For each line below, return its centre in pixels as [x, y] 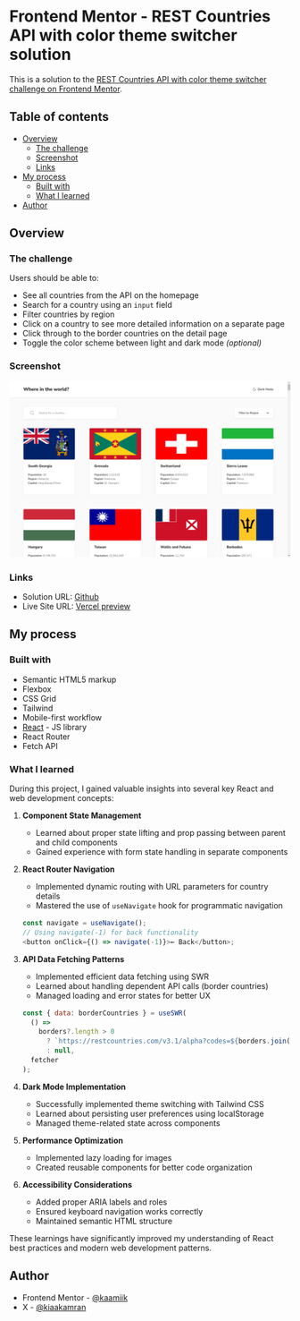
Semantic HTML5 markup [69, 679]
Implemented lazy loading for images [104, 1157]
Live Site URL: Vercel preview [76, 607]
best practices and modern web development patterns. [111, 1248]
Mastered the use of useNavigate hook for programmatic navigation [159, 906]
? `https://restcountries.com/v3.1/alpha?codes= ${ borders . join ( [168, 1041]
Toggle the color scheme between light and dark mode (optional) [142, 343]
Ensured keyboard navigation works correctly [119, 1211]
